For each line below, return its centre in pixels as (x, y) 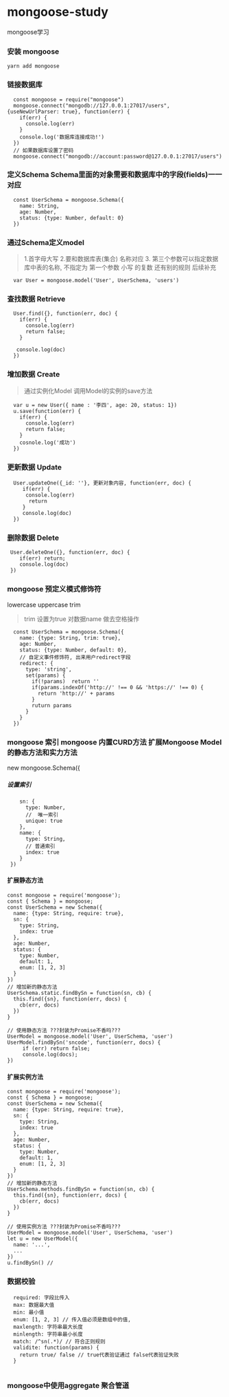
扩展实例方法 (25, 1076)
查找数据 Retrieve (36, 299)
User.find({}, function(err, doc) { (65, 314)
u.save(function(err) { (47, 411)
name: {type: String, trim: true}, (70, 638)
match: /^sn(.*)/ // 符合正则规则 (59, 1341)
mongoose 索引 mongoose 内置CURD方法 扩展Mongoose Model (114, 742)
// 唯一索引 (42, 815)
